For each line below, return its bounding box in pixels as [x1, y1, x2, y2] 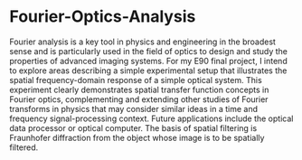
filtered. [9, 142, 39, 153]
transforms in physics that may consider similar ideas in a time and [9, 103, 258, 114]
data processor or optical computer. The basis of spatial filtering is [9, 122, 258, 133]
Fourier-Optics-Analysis [9, 6, 196, 27]
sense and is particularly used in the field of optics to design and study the [9, 45, 288, 56]
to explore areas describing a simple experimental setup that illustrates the [9, 65, 288, 76]
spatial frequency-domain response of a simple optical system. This [9, 74, 262, 85]
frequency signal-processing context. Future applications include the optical [9, 113, 294, 124]
